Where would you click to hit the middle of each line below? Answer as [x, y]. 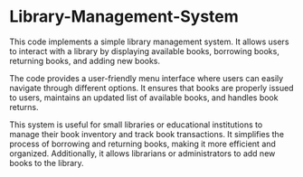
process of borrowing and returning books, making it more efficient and [142, 144]
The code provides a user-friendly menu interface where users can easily [147, 78]
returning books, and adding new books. [85, 61]
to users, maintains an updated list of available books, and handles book [144, 98]
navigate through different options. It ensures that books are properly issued [151, 88]
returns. [24, 107]
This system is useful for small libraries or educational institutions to [136, 125]
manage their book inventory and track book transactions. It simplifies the [147, 134]
